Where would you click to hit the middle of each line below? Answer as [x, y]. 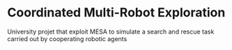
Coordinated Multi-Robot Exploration [116, 13]
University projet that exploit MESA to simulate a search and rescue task [111, 32]
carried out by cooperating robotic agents [67, 38]
